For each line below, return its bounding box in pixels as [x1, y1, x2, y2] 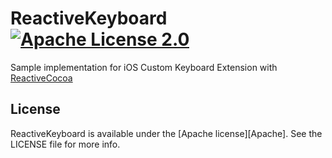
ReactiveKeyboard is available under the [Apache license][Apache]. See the [10, 127, 323, 139]
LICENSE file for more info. [10, 138, 121, 150]
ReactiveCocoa [10, 72, 73, 84]
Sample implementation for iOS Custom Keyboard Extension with [10, 61, 278, 73]
